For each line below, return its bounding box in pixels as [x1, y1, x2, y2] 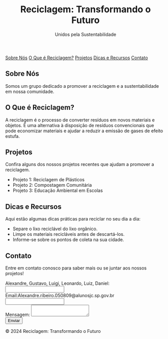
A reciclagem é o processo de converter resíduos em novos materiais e [5, 116, 155, 123]
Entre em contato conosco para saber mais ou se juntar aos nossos [5, 265, 147, 271]
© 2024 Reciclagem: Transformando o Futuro [5, 328, 101, 334]
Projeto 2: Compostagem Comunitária [12, 182, 92, 188]
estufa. [5, 133, 20, 139]
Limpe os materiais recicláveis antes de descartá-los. [12, 231, 125, 237]
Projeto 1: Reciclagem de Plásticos [12, 177, 85, 183]
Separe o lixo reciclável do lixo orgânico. [12, 226, 98, 232]
